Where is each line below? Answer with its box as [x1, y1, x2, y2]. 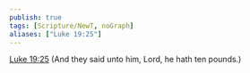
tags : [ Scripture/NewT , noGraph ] [9, 21, 134, 30]
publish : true [9, 12, 63, 22]
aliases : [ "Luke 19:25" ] [9, 29, 102, 38]
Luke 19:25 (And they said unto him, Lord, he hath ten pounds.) [9, 54, 242, 65]
